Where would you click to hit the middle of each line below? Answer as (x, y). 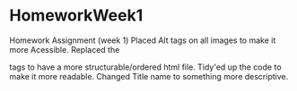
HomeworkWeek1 (76, 16)
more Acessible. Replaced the (65, 49)
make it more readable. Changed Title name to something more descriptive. (149, 76)
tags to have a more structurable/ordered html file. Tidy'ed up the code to (145, 67)
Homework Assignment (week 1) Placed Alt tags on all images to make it (143, 40)
